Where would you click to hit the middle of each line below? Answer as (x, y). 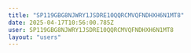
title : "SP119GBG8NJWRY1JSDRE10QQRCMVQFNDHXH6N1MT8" (96, 15)
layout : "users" (35, 37)
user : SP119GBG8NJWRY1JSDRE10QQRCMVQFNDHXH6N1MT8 (91, 30)
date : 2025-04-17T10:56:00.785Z (61, 23)
